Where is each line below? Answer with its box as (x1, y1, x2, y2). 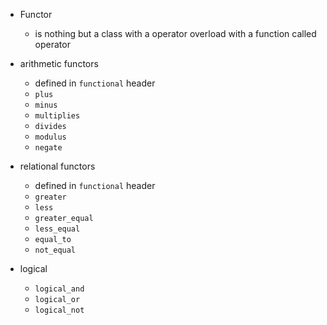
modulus (34, 132, 67, 142)
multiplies (34, 111, 81, 121)
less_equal (34, 224, 81, 234)
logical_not (34, 305, 85, 315)
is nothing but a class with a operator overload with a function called (34, 28, 317, 39)
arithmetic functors (19, 58, 99, 69)
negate (34, 143, 63, 153)
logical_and (34, 284, 85, 294)
